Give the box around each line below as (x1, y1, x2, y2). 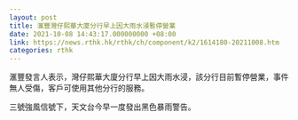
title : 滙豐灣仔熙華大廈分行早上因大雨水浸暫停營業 (9, 21, 176, 30)
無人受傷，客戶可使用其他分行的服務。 (9, 83, 149, 93)
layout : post (9, 12, 58, 22)
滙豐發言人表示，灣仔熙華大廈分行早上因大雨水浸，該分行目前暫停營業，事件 (9, 72, 289, 83)
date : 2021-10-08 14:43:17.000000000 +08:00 (9, 29, 176, 38)
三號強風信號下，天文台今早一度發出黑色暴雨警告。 (9, 101, 196, 112)
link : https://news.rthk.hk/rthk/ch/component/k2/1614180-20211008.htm (9, 37, 279, 47)
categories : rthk (9, 46, 74, 55)
